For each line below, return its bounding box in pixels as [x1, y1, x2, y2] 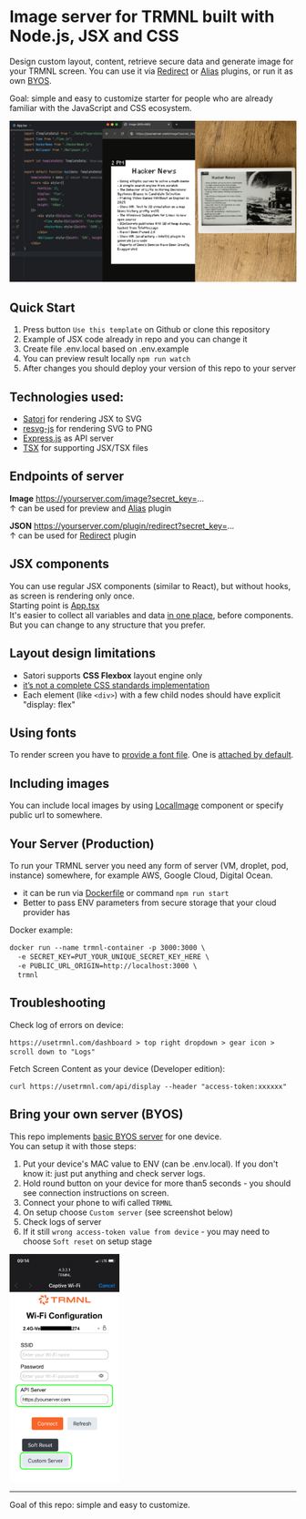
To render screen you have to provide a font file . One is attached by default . [9, 749, 294, 760]
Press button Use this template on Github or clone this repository [22, 324, 270, 335]
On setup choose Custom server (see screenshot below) [22, 1207, 234, 1218]
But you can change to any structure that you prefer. [9, 619, 207, 630]
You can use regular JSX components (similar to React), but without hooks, [9, 580, 291, 591]
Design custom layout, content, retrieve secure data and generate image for [9, 56, 294, 66]
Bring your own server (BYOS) [9, 1106, 184, 1122]
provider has [22, 906, 71, 917]
